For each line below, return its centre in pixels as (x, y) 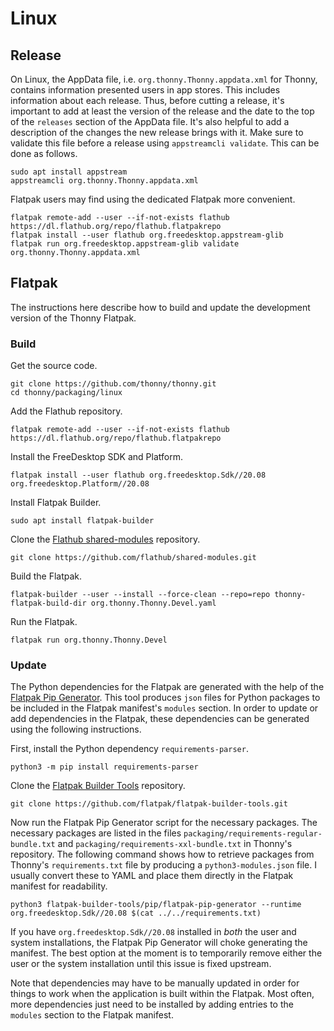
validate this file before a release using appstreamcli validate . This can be (165, 143)
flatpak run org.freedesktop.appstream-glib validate (125, 244)
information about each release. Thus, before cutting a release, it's (147, 100)
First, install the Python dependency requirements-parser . (129, 749)
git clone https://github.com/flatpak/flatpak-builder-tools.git (149, 804)
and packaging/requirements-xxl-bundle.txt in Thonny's (175, 844)
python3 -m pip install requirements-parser (104, 767)
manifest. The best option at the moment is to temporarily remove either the (166, 953)
